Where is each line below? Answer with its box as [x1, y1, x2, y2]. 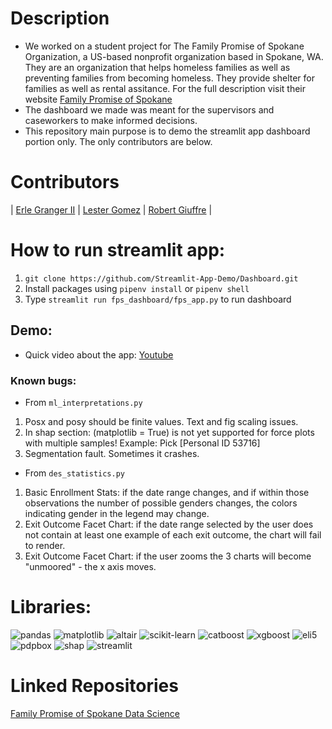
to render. [24, 539, 66, 551]
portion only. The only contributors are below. [24, 135, 213, 147]
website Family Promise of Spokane [24, 93, 173, 105]
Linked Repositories [10, 675, 179, 697]
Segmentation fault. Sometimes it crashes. [24, 447, 200, 459]
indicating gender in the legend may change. [24, 507, 210, 519]
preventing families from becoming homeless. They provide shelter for [24, 72, 315, 84]
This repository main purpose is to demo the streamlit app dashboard [24, 125, 311, 137]
